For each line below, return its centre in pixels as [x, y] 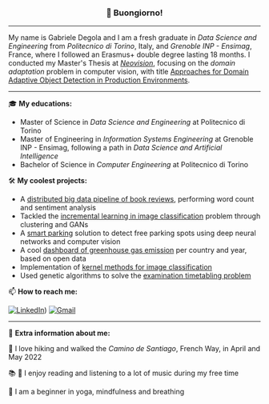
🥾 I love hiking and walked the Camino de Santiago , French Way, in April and [134, 349]
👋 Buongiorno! [134, 13]
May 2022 [25, 357]
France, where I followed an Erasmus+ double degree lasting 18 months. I [129, 54]
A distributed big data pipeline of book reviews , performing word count [137, 199]
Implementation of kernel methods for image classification [116, 267]
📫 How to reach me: [43, 292]
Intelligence [39, 156]
